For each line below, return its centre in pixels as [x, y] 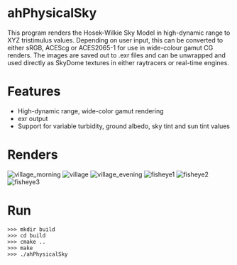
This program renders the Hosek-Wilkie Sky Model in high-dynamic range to [119, 33]
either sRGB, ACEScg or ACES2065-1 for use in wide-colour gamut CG [110, 47]
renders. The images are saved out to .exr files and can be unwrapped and [116, 55]
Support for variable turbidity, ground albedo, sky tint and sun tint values [124, 126]
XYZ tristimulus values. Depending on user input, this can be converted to [115, 40]
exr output [33, 118]
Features [34, 92]
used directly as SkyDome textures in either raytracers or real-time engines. [118, 62]
